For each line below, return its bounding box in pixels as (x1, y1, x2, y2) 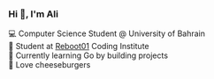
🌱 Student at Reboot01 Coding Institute (8, 41, 149, 52)
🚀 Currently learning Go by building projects (8, 50, 169, 61)
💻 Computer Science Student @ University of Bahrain (8, 28, 205, 39)
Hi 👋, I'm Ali (8, 8, 59, 20)
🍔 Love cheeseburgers (8, 60, 91, 70)
